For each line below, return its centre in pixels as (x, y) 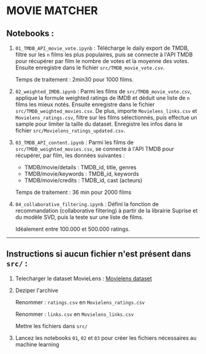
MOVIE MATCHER (52, 11)
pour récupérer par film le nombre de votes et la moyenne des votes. (102, 61)
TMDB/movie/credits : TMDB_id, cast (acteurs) (83, 180)
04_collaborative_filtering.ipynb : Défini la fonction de (87, 204)
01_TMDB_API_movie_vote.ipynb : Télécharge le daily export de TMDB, (102, 48)
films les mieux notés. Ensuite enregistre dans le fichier (85, 104)
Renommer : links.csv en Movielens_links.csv (74, 314)
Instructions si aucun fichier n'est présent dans (99, 254)
